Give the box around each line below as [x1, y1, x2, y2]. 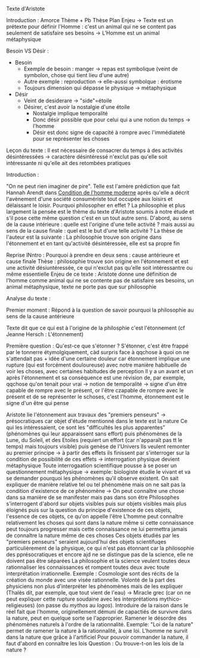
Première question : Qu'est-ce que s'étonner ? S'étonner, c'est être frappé [6, 342, 189, 349]
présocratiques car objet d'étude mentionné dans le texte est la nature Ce [6, 418, 188, 424]
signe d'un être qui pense [6, 400, 69, 406]
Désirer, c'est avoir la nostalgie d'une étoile [23, 103, 130, 110]
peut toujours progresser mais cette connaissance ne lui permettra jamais [6, 526, 187, 532]
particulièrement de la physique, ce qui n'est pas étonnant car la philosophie [6, 544, 195, 552]
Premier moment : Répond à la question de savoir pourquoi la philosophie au [6, 306, 194, 313]
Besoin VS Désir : [6, 47, 49, 54]
